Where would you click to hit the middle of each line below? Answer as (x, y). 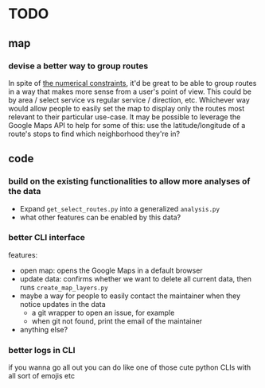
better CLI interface (47, 238)
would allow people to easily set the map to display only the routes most (127, 108)
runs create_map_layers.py (64, 287)
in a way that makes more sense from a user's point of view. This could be (130, 91)
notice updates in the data (62, 304)
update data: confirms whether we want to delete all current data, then (136, 278)
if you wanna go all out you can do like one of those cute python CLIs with (130, 367)
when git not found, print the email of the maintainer (117, 321)
